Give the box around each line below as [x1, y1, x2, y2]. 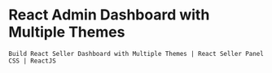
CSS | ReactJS [8, 57, 57, 65]
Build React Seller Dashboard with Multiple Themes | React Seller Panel [8, 49, 265, 58]
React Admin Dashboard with [8, 6, 210, 24]
